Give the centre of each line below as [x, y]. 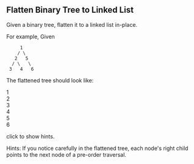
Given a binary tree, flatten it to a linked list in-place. [72, 24]
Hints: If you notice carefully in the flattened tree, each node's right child [97, 148]
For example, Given [31, 37]
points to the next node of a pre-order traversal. [66, 154]
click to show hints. [31, 136]
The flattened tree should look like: [50, 80]
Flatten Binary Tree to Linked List [70, 10]
